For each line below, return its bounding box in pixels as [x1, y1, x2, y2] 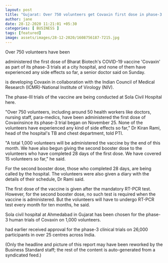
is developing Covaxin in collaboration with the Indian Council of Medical [5, 78, 155, 85]
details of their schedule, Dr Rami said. [5, 176, 85, 182]
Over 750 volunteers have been [5, 48, 70, 55]
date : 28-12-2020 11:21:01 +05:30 [5, 21, 77, 26]
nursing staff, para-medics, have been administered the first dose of [5, 114, 146, 120]
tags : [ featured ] [5, 30, 41, 35]
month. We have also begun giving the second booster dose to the [5, 145, 142, 151]
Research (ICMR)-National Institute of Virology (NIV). [5, 84, 114, 90]
